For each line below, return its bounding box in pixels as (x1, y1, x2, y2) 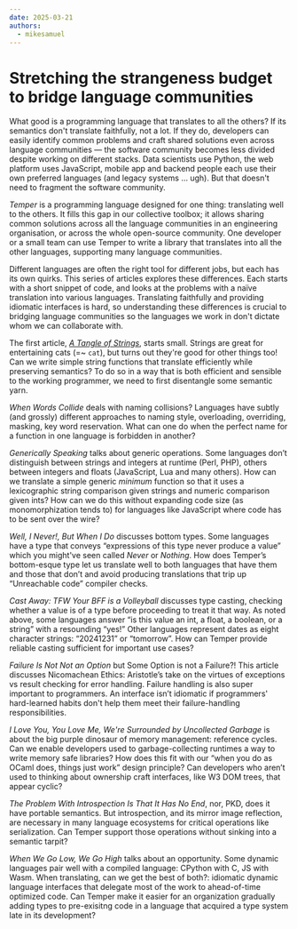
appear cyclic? (9, 781, 63, 792)
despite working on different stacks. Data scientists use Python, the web (9, 154, 274, 164)
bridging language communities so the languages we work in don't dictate (9, 311, 280, 322)
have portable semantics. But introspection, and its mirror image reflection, (9, 808, 283, 819)
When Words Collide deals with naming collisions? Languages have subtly (9, 402, 279, 413)
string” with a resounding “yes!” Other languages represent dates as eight (9, 624, 279, 635)
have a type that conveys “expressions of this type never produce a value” (9, 541, 281, 551)
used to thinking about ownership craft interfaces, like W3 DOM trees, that (9, 772, 281, 782)
